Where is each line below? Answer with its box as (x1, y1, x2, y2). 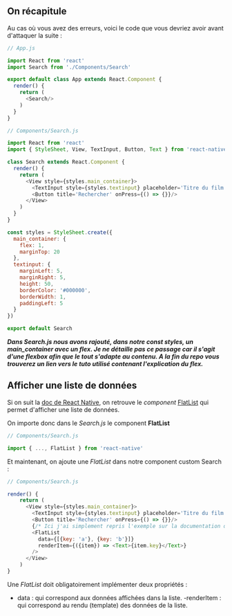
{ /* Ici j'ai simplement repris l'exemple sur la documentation (32, 523, 221, 529)
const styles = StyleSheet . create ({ (7, 228, 113, 236)
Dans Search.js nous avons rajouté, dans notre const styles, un (7, 338, 193, 346)
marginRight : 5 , (19, 274, 67, 281)
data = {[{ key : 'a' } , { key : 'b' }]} (37, 536, 135, 543)
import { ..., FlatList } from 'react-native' (7, 444, 144, 452)
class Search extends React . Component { (7, 158, 126, 165)
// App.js (7, 44, 36, 51)
